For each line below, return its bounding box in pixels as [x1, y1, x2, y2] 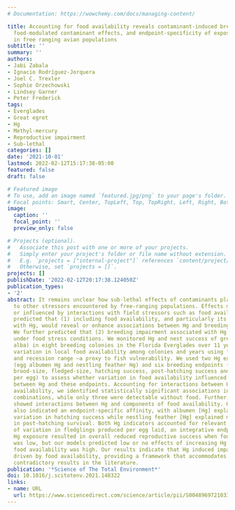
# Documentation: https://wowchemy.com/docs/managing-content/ [7, 10, 196, 18]
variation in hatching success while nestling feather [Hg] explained [13, 413, 224, 421]
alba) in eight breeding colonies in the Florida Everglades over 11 [13, 342, 220, 349]
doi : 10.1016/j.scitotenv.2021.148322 [7, 472, 120, 479]
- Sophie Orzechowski [7, 81, 71, 88]
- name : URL [7, 485, 42, 492]
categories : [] [7, 147, 52, 154]
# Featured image [7, 185, 58, 193]
